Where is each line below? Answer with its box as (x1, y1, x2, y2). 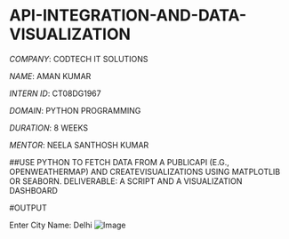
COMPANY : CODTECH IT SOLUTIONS (9, 53, 149, 64)
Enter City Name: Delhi (9, 219, 92, 230)
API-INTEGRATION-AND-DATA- (9, 5, 247, 26)
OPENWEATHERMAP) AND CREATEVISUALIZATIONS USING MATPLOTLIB (9, 166, 281, 177)
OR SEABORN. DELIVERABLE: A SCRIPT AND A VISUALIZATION (9, 175, 243, 187)
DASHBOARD (9, 185, 58, 195)
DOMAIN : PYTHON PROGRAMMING (9, 105, 141, 116)
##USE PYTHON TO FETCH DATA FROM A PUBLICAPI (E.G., (9, 156, 229, 167)
